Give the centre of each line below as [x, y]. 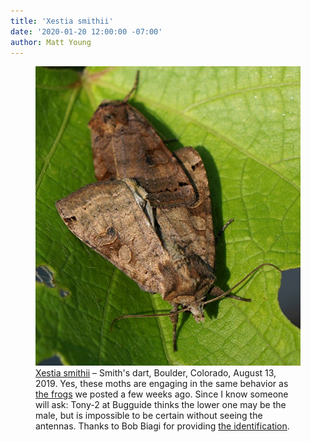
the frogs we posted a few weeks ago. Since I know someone [162, 394]
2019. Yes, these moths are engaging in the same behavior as [162, 384]
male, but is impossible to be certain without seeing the [149, 416]
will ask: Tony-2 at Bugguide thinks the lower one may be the [161, 405]
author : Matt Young [51, 42]
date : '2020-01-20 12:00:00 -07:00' [86, 31]
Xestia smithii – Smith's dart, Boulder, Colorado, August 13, [156, 373]
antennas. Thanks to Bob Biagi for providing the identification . [162, 426]
